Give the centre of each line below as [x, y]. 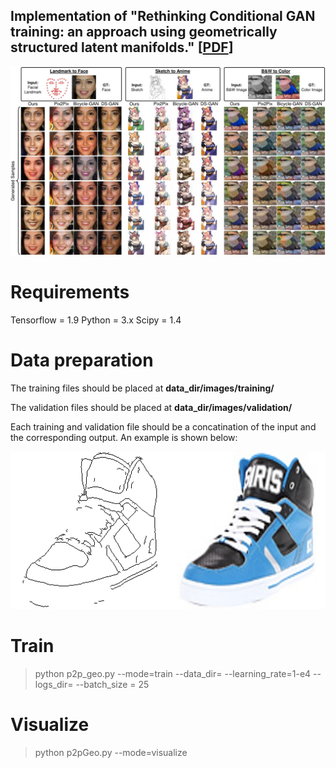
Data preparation [82, 360]
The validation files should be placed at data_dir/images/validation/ [151, 407]
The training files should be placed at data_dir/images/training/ [142, 388]
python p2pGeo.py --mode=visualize [111, 752]
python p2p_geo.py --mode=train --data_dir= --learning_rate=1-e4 [173, 673]
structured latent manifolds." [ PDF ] [122, 47]
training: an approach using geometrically [144, 32]
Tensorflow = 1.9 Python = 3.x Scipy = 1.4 [96, 320]
